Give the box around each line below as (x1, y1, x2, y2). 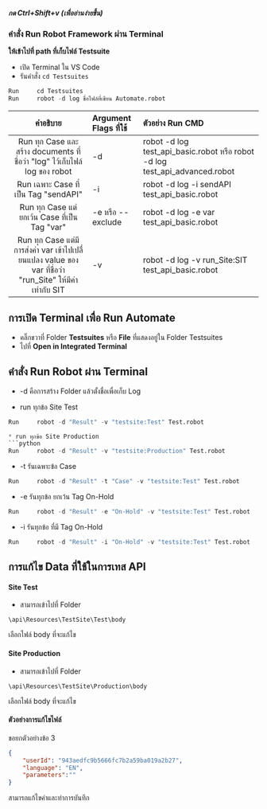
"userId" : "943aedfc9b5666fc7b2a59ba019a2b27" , (22, 756, 183, 764)
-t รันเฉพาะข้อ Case (19, 462, 77, 471)
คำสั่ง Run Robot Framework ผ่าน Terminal (8, 28, 164, 39)
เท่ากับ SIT (31, 284, 65, 295)
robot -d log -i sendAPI (142, 179, 232, 190)
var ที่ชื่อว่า (31, 264, 65, 276)
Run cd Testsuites (8, 88, 83, 96)
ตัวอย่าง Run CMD (142, 118, 204, 129)
